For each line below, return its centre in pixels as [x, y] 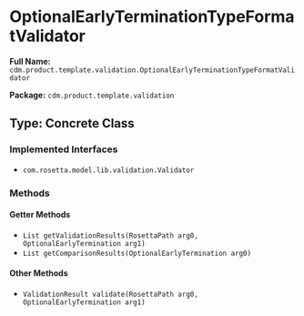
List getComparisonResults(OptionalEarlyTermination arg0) [137, 253]
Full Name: [30, 61]
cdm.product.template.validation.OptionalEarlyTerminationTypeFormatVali [152, 70]
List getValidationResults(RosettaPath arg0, [110, 235]
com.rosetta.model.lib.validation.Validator [108, 170]
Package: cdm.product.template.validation [92, 95]
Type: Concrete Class [72, 123]
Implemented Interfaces [64, 149]
